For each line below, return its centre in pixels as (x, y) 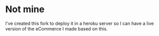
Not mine (25, 9)
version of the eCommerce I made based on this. (57, 28)
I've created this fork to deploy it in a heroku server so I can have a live (79, 23)
